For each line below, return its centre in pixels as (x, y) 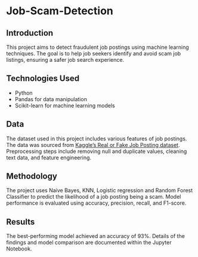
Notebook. (19, 249)
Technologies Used (43, 79)
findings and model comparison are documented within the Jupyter (89, 243)
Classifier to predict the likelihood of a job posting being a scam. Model (94, 197)
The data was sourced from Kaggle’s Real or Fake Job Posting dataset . (93, 145)
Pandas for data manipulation (51, 99)
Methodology (32, 176)
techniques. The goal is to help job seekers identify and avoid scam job (94, 54)
